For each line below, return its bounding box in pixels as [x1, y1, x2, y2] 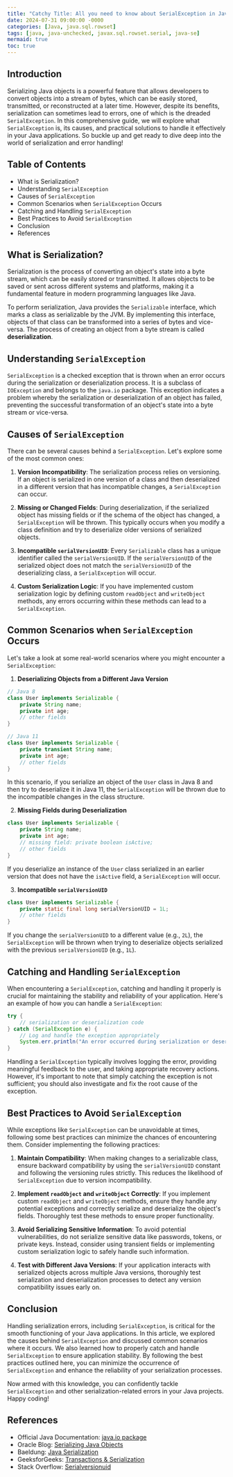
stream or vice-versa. [7, 408, 69, 417]
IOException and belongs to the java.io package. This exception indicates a [7, 386, 225, 394]
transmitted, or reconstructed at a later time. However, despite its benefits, [7, 102, 220, 110]
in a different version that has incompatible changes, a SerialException [17, 483, 221, 491]
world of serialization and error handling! [7, 138, 123, 147]
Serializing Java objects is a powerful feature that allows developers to [7, 86, 209, 95]
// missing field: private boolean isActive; [19, 839, 154, 846]
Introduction [7, 68, 62, 80]
